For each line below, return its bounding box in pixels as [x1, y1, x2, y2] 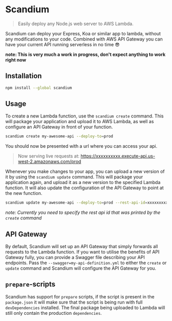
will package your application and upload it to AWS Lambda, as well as [5, 118, 154, 125]
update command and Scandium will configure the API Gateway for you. [5, 265, 157, 271]
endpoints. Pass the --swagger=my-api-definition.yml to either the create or [5, 260, 167, 266]
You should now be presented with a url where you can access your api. [5, 143, 158, 149]
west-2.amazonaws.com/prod [17, 158, 81, 165]
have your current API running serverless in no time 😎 [5, 41, 120, 47]
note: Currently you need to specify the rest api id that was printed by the [5, 209, 160, 216]
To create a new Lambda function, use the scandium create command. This [5, 113, 164, 119]
